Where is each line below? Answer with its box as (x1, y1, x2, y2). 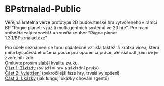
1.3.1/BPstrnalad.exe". (5, 35, 48, 41)
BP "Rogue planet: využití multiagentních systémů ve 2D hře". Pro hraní (5, 24, 149, 30)
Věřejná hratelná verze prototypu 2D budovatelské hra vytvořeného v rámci (5, 19, 157, 25)
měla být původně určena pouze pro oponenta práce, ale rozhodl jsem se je (5, 50, 158, 55)
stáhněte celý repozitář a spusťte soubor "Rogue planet (5, 30, 117, 35)
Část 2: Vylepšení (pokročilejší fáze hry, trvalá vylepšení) (5, 70, 120, 76)
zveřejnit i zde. (5, 54, 35, 60)
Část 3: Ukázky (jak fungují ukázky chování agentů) (5, 75, 109, 81)
